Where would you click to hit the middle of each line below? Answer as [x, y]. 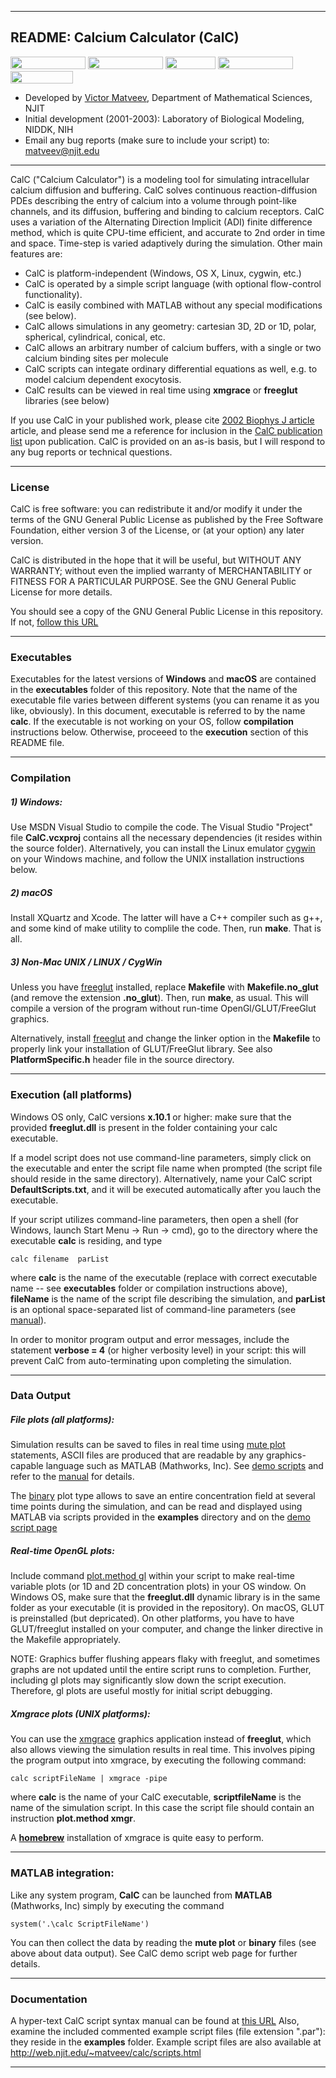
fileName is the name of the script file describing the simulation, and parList [168, 1298]
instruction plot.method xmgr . [73, 1818]
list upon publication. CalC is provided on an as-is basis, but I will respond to [168, 441]
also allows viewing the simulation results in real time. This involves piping [162, 1750]
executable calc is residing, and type [86, 1240]
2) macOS [31, 892]
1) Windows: [36, 802]
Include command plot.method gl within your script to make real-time [152, 1576]
